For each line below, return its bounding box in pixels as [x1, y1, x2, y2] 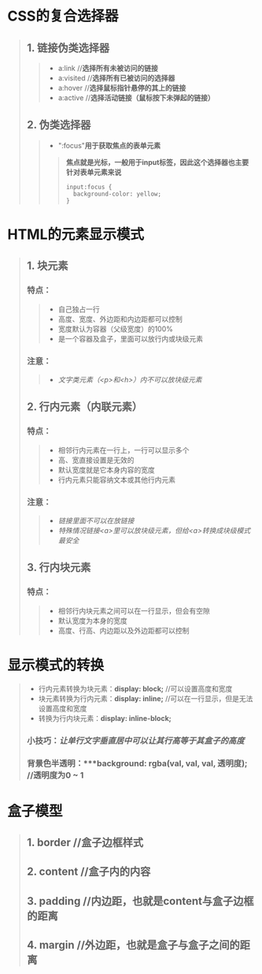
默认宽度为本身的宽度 [57, 616, 127, 625]
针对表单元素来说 [65, 167, 122, 177]
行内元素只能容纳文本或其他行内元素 [57, 475, 176, 484]
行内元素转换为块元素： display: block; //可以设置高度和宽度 [38, 684, 233, 693]
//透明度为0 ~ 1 [26, 770, 84, 781]
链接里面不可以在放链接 [57, 516, 135, 525]
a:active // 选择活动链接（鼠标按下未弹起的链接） [57, 93, 215, 103]
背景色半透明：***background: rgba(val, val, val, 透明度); [26, 758, 248, 769]
